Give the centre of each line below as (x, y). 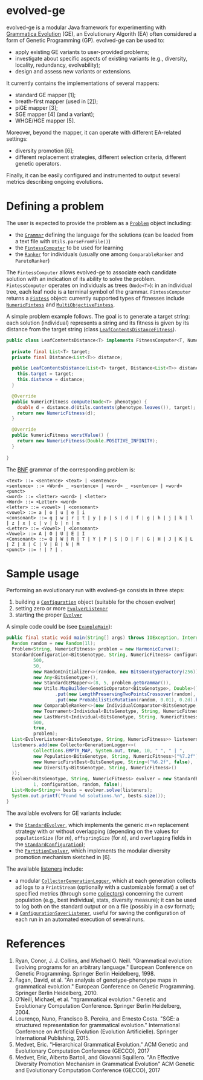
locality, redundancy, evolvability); (58, 65)
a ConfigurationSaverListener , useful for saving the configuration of (100, 913)
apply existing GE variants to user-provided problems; (82, 52)
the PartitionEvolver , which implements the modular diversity (93, 851)
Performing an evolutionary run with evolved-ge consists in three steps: (95, 590)
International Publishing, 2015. (53, 1038)
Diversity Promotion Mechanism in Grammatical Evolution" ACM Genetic (105, 1064)
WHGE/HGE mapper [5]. (45, 120)
